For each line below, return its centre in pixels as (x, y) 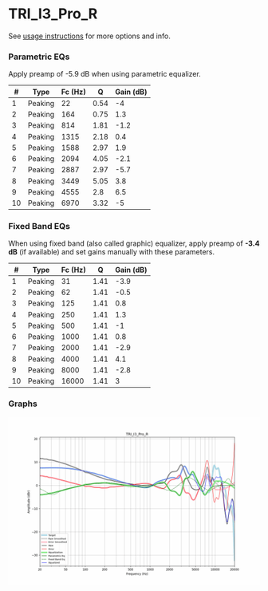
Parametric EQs (39, 57)
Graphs (23, 404)
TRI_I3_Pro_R (53, 14)
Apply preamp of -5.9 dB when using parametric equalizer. (104, 74)
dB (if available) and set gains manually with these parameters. (112, 252)
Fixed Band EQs (39, 226)
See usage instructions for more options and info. (90, 36)
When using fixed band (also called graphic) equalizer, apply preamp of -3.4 (134, 243)
